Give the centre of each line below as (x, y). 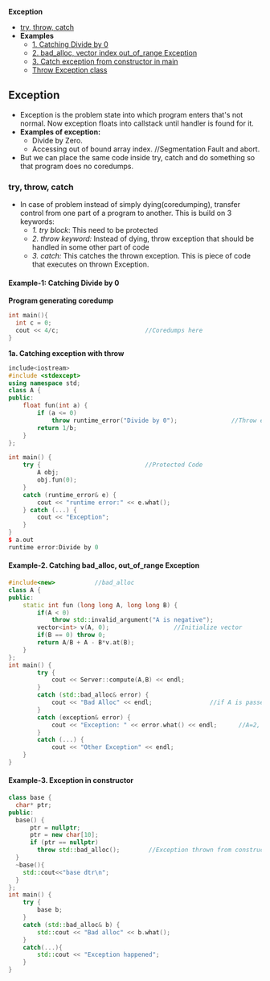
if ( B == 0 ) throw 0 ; (72, 635)
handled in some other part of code (91, 247)
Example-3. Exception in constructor (71, 780)
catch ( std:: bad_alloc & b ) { (72, 925)
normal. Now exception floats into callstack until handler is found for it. (137, 123)
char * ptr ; (34, 805)
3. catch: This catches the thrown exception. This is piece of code (141, 256)
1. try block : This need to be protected (95, 230)
